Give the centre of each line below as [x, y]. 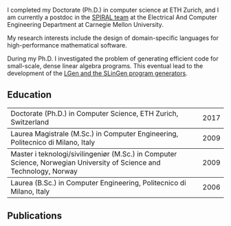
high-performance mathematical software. [67, 45]
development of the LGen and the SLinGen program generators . [97, 73]
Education [30, 95]
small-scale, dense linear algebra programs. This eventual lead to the [105, 66]
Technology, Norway [44, 171]
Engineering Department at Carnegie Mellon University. [85, 24]
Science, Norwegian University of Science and [86, 163]
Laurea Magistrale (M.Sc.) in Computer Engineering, [95, 134]
